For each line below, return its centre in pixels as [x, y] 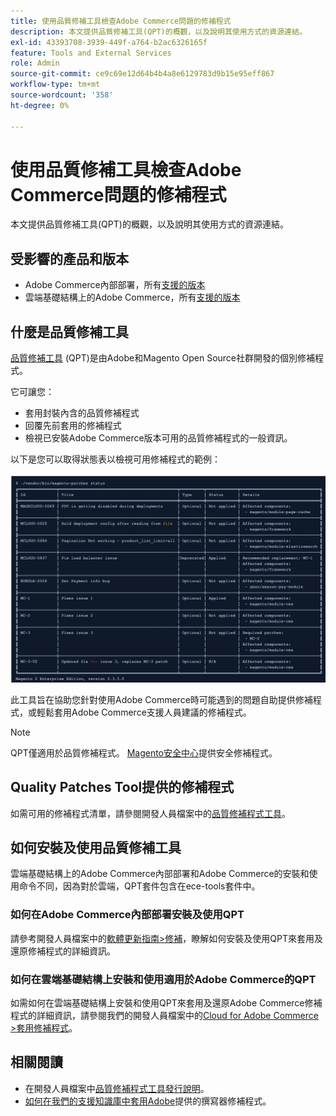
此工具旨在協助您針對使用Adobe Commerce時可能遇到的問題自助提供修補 [161, 699]
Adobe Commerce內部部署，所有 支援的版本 [115, 285]
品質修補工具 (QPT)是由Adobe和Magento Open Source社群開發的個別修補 [162, 358]
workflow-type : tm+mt [55, 85]
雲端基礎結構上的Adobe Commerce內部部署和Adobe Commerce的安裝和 [160, 874]
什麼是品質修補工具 [69, 331]
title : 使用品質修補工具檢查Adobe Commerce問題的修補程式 [121, 21]
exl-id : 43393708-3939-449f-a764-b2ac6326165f [109, 42]
